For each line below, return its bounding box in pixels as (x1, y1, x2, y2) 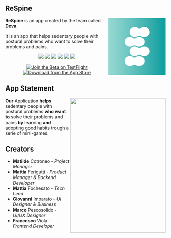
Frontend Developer (12, 223, 54, 229)
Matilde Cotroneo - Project (12, 158, 70, 164)
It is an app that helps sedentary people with (5, 33, 99, 39)
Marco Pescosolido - (12, 207, 57, 213)
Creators (5, 145, 34, 154)
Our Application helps (5, 98, 52, 104)
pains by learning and (5, 119, 51, 125)
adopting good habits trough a (5, 125, 69, 131)
